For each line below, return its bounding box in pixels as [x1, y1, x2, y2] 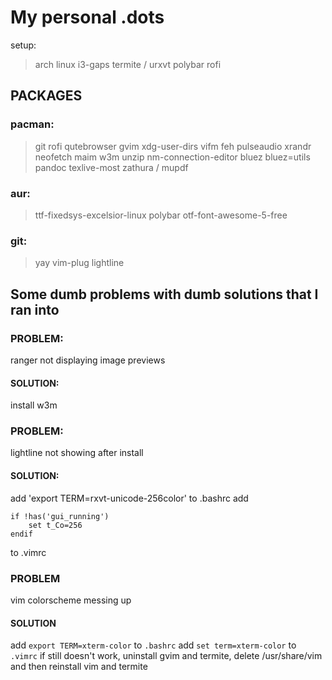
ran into [10, 301, 60, 318]
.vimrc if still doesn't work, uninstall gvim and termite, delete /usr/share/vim [10, 650, 323, 662]
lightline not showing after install [10, 447, 144, 459]
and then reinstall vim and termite [10, 661, 148, 673]
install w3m [10, 399, 58, 411]
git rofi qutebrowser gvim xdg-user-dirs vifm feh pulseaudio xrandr [34, 140, 312, 152]
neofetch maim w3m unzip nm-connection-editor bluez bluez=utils [34, 151, 311, 163]
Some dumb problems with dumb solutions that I [10, 286, 319, 303]
